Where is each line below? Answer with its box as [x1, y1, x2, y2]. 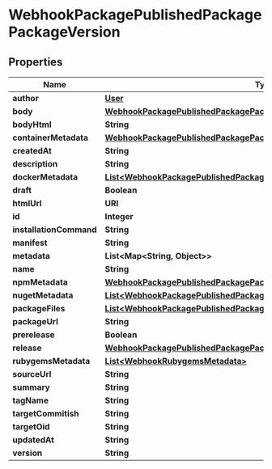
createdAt [12, 146, 53, 156]
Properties [8, 55, 63, 69]
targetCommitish [12, 408, 79, 419]
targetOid [12, 421, 50, 432]
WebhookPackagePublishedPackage [8, 6, 262, 24]
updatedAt [12, 434, 55, 446]
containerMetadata [12, 132, 89, 143]
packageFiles [12, 303, 66, 314]
